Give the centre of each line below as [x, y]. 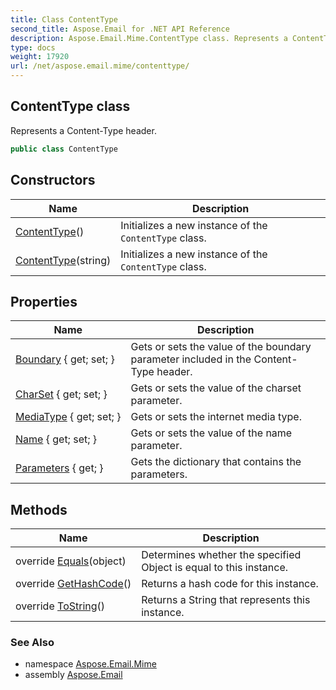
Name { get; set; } [56, 439]
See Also [32, 643]
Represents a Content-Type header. [83, 130]
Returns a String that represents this [226, 600]
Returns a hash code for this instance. [230, 584]
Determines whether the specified [221, 555]
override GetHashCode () [73, 584]
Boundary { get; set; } [65, 359]
